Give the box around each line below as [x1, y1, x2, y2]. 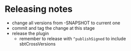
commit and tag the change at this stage [11, 25, 95, 31]
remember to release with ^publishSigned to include [19, 36, 127, 42]
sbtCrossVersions [19, 41, 56, 47]
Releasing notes [4, 3, 73, 15]
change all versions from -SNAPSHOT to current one [11, 20, 121, 26]
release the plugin [11, 30, 49, 36]
